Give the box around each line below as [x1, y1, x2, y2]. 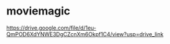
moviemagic [6, 4, 70, 18]
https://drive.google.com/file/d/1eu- [6, 24, 97, 31]
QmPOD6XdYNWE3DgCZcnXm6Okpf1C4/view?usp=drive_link [6, 30, 164, 37]
